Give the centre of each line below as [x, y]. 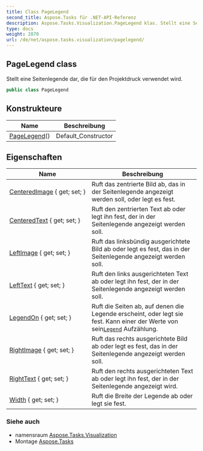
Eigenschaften [34, 157]
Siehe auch [23, 421]
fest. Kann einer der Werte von [135, 321]
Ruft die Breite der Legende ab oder [142, 396]
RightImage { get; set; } [42, 350]
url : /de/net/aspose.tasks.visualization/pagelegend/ [76, 40]
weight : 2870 [23, 34]
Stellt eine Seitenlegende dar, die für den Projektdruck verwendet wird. [95, 78]
